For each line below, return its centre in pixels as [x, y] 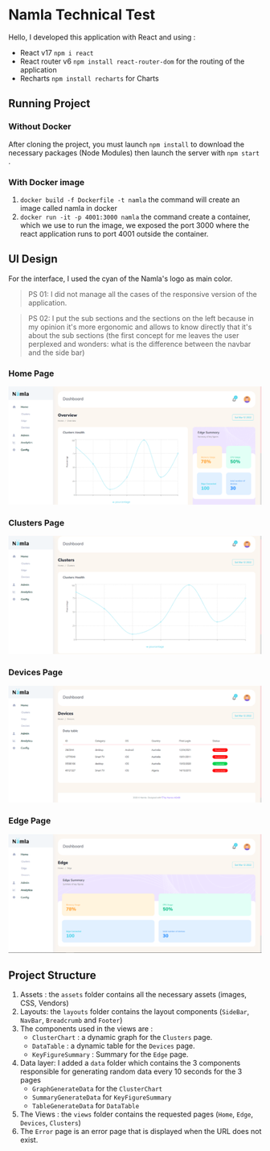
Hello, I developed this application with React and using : [102, 37]
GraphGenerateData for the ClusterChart [97, 1089]
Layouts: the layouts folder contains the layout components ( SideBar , [135, 1012]
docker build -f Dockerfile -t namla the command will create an [130, 200]
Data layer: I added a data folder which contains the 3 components [130, 1063]
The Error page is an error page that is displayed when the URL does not [141, 1132]
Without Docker [40, 126]
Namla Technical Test [82, 15]
